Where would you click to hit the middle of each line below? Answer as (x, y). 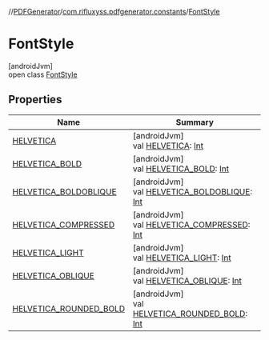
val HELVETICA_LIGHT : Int (182, 258)
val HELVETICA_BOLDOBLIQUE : (193, 191)
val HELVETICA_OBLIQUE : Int (187, 281)
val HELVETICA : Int (168, 146)
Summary (195, 122)
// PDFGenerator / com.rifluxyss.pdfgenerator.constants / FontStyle (114, 12)
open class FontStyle (43, 74)
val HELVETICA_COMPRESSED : (191, 225)
